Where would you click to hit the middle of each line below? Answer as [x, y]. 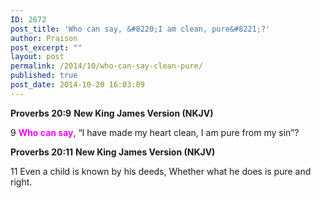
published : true [44, 76]
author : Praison [44, 38]
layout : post [37, 57]
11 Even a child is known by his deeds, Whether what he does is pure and [161, 171]
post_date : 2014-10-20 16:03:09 [77, 85]
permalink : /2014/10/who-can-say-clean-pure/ [106, 66]
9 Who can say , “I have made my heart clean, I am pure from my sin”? [155, 132]
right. [21, 182]
